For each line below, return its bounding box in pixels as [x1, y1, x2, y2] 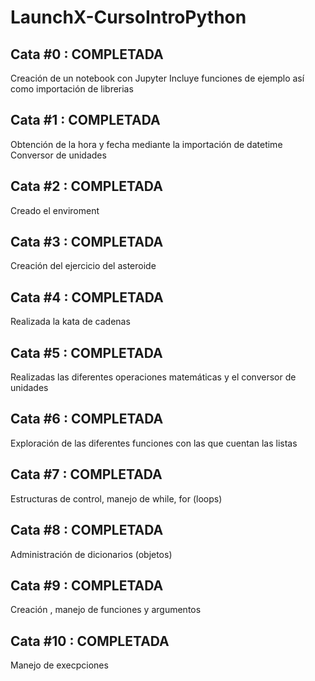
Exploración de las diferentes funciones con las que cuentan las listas [10, 437, 298, 449]
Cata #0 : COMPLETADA [10, 46, 164, 63]
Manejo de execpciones [10, 659, 109, 671]
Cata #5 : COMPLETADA [10, 344, 163, 361]
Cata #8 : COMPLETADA [10, 522, 164, 539]
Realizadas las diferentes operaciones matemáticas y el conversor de [10, 371, 297, 383]
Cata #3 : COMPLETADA [10, 234, 164, 251]
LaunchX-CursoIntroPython [10, 6, 247, 29]
